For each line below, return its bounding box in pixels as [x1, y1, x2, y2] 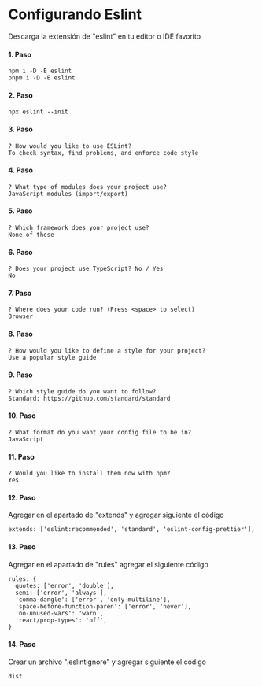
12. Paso [8, 493, 36, 502]
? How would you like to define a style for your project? [8, 346, 206, 355]
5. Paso [8, 206, 33, 216]
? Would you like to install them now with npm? [8, 470, 171, 478]
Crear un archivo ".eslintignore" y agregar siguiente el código [8, 657, 207, 667]
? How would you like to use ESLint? [8, 142, 132, 150]
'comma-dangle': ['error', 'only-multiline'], [15, 596, 171, 604]
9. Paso [8, 370, 33, 379]
